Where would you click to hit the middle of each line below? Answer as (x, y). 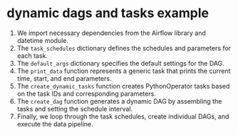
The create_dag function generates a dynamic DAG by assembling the (119, 101)
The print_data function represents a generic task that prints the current (124, 71)
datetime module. (43, 40)
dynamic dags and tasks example (108, 13)
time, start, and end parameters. (64, 78)
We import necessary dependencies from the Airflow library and (111, 33)
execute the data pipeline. (55, 124)
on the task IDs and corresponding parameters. (86, 94)
